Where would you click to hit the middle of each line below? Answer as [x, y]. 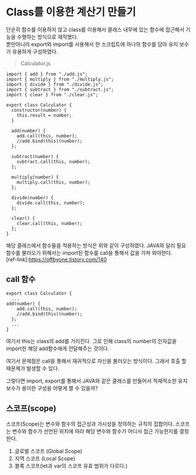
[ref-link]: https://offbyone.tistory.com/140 [57, 259]
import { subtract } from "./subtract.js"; [60, 89]
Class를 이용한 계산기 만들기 [71, 12]
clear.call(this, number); [50, 223]
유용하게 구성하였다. [35, 51]
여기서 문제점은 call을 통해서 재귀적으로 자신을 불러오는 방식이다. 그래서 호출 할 [96, 361]
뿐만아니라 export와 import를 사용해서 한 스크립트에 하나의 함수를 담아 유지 [92, 44]
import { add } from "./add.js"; [47, 74]
